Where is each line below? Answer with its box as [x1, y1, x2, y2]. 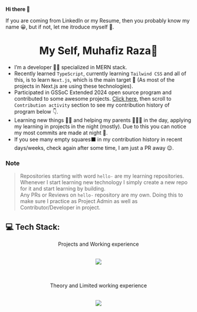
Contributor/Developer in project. [19, 204, 101, 211]
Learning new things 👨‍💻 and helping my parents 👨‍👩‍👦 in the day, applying [14, 116, 192, 124]
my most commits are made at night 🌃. [14, 129, 108, 136]
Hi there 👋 [5, 6, 30, 12]
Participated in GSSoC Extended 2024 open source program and [14, 89, 172, 96]
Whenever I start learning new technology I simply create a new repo [19, 179, 188, 186]
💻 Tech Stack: [5, 222, 60, 232]
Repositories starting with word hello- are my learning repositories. [19, 172, 185, 180]
